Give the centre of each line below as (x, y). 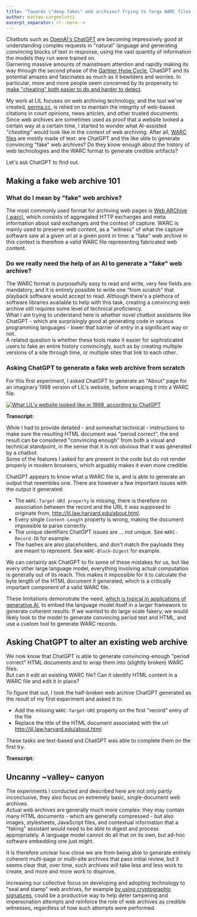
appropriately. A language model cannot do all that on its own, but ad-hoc (96, 835)
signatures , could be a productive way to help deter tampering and (87, 895)
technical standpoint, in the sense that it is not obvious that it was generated (99, 446)
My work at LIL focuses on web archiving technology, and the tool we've (94, 101)
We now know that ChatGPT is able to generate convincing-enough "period (98, 656)
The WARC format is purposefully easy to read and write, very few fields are (99, 284)
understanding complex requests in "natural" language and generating (92, 45)
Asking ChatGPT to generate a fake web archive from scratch (96, 368)
